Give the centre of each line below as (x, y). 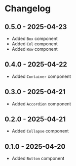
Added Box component (35, 38)
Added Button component (38, 159)
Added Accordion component (41, 103)
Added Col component (35, 44)
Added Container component (41, 76)
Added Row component (35, 49)
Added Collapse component (40, 131)
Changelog (28, 9)
